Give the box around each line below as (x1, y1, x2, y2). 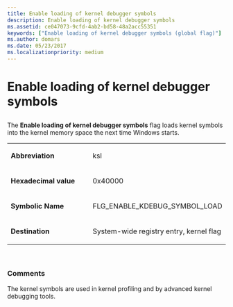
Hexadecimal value (10, 176, 76, 186)
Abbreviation (10, 151, 55, 160)
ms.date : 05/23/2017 (7, 42, 67, 49)
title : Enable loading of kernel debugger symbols (7, 10, 157, 17)
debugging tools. (7, 292, 55, 300)
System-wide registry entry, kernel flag (92, 226, 222, 236)
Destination (10, 226, 50, 236)
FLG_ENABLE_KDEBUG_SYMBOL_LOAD (92, 201, 223, 211)
